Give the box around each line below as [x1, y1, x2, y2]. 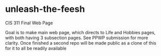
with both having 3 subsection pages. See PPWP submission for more [5, 35, 148, 41]
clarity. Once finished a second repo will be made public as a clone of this [5, 40, 157, 46]
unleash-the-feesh [5, 3, 85, 15]
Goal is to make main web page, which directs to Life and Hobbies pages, [5, 29, 156, 35]
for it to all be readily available [5, 45, 67, 51]
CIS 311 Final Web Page [5, 20, 53, 26]
